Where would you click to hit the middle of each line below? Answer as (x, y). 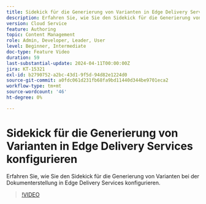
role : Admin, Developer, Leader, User (56, 40)
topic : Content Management (41, 35)
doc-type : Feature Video (38, 52)
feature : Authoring (31, 29)
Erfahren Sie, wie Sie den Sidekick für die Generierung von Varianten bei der (103, 176)
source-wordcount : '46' (37, 92)
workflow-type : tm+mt (34, 86)
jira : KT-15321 (26, 69)
